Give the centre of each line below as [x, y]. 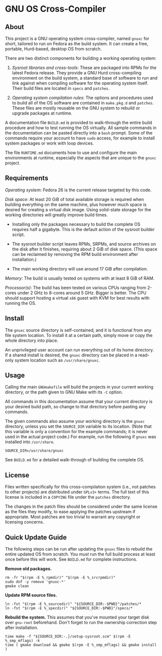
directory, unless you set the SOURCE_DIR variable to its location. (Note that [78, 426]
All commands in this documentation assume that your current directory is [79, 402]
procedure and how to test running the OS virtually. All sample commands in [81, 128]
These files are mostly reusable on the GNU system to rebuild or [76, 108]
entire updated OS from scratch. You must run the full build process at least [80, 554]
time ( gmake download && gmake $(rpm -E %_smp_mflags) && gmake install [81, 645]
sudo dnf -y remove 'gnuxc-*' [36, 582]
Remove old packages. [29, 569]
